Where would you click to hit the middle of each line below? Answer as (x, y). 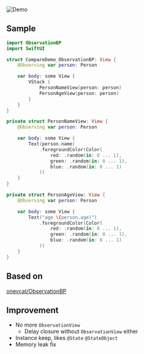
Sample (21, 28)
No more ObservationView (47, 325)
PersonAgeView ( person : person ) (79, 93)
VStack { (40, 82)
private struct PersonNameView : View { (57, 122)
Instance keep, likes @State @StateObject (66, 338)
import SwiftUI (26, 48)
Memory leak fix (36, 345)
